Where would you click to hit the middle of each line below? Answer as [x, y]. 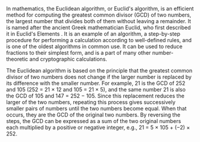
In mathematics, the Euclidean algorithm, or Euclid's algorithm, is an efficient [100, 9]
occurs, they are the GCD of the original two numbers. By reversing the [93, 115]
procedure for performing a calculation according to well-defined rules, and [99, 40]
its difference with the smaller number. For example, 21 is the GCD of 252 [96, 83]
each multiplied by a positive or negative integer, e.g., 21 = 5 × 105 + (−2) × [98, 127]
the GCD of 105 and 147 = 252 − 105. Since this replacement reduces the [95, 96]
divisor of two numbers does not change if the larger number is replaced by [99, 77]
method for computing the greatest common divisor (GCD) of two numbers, [99, 15]
